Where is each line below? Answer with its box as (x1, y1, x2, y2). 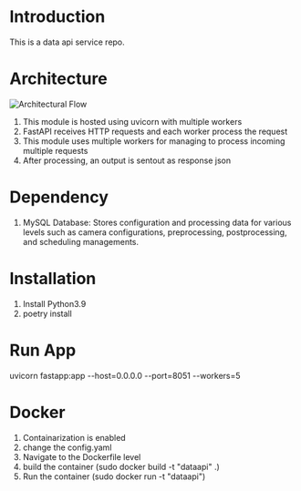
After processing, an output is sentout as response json (22, 155, 231, 166)
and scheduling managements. (22, 236, 140, 247)
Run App (9, 340, 77, 361)
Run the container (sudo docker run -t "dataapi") (22, 471, 206, 482)
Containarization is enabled (22, 432, 126, 443)
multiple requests (22, 145, 88, 156)
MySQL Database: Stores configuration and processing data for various (22, 217, 292, 228)
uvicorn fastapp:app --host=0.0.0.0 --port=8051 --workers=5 (9, 370, 241, 381)
